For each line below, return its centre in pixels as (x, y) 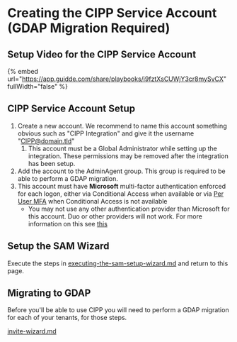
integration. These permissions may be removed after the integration (128, 156)
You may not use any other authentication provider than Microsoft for (129, 209)
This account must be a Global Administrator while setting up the (123, 148)
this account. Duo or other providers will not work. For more (115, 216)
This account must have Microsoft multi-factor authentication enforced (122, 186)
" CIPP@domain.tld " (46, 140)
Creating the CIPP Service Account (112, 13)
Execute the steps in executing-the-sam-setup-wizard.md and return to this (118, 263)
